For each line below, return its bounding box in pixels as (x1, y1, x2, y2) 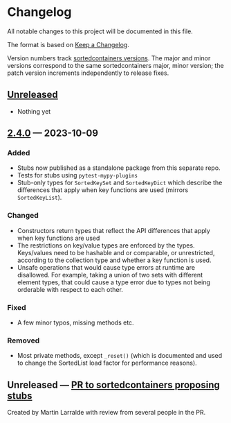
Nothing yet (17, 107, 51, 115)
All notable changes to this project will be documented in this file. (7, 27, 194, 35)
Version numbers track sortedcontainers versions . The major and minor (7, 53, 211, 62)
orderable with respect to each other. (17, 285, 123, 293)
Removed (7, 336, 40, 345)
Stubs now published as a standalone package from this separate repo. (17, 164, 221, 172)
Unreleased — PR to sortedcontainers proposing (7, 379, 220, 390)
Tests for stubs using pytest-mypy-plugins (17, 171, 138, 180)
